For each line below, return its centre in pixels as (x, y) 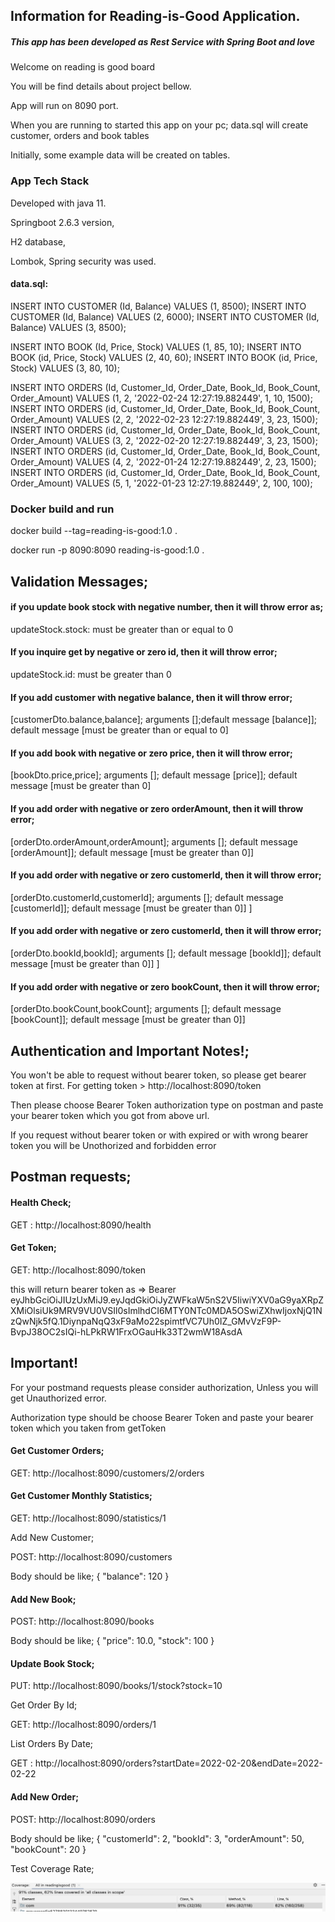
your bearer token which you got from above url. (110, 1115)
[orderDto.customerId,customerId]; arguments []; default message (147, 897)
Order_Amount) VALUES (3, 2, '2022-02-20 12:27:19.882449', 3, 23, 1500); (164, 440)
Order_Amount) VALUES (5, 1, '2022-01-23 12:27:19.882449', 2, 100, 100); (161, 483)
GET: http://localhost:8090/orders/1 (83, 1725)
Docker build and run (62, 509)
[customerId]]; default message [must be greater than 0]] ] (131, 908)
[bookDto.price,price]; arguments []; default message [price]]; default (154, 775)
